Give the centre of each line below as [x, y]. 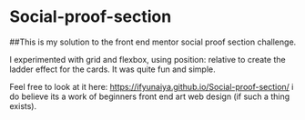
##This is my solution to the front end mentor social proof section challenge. [153, 42]
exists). [23, 105]
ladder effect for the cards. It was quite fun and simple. [112, 69]
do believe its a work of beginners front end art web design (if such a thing [150, 96]
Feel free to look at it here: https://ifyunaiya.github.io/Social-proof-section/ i [152, 86]
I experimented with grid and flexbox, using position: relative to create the [147, 59]
